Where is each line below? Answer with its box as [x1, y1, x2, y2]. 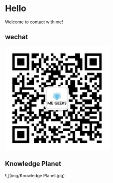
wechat [5, 33, 28, 41]
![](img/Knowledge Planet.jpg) [5, 172, 65, 178]
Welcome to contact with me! [5, 19, 63, 25]
